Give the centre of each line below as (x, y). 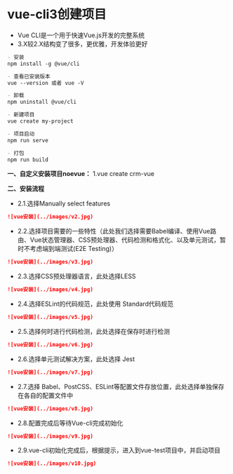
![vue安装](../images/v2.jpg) (50, 217)
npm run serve (28, 140)
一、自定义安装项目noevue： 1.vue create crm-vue (81, 174)
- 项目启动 (21, 134)
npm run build (28, 160)
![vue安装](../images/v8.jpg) (50, 408)
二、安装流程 (26, 189)
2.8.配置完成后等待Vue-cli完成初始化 (70, 423)
